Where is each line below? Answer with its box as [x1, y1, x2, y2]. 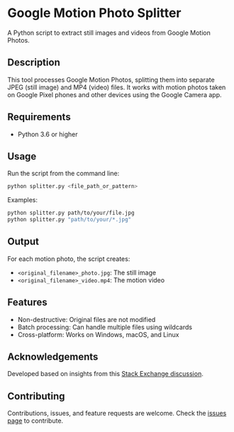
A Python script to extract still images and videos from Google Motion [7, 28, 211, 37]
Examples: [7, 196, 38, 204]
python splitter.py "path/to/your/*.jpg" [7, 216, 132, 223]
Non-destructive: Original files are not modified [17, 315, 156, 323]
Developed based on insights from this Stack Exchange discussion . [7, 370, 204, 378]
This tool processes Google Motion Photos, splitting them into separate [7, 75, 215, 84]
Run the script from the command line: [7, 169, 120, 178]
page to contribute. [7, 416, 64, 425]
